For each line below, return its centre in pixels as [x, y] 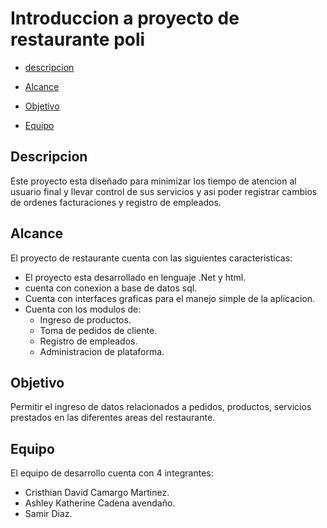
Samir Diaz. [48, 514]
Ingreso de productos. [85, 319]
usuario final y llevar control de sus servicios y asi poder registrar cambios [164, 191]
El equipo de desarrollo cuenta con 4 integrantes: [112, 473]
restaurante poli [78, 39]
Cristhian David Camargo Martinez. [97, 493]
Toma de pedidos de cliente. [98, 330]
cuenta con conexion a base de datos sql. [111, 288]
